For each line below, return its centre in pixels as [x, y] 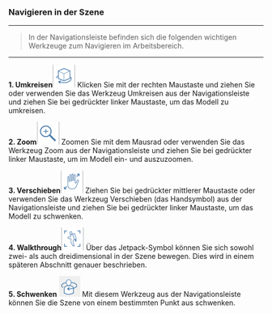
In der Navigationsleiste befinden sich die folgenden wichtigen [132, 37]
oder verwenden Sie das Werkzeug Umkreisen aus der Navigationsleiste [129, 93]
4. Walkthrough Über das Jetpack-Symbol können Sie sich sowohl [131, 248]
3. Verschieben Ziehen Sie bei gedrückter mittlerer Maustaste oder [132, 191]
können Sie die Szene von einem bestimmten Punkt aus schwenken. [122, 303]
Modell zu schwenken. [46, 216]
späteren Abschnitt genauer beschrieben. [78, 265]
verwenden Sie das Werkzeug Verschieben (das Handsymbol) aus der [125, 199]
